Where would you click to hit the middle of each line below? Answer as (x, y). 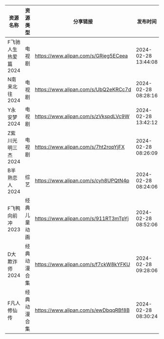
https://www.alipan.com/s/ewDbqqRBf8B (82, 310)
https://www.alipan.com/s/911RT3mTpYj (82, 218)
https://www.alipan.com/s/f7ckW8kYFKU (82, 264)
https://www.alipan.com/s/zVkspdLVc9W (82, 116)
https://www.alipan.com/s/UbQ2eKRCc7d (83, 89)
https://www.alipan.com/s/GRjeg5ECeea (81, 56)
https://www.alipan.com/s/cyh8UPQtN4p (82, 181)
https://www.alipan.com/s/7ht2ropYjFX (80, 147)
